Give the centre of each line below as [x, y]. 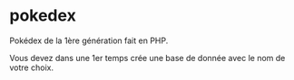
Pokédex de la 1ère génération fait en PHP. [89, 40]
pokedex [43, 16]
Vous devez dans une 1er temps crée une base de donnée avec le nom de [147, 58]
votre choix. [32, 67]
